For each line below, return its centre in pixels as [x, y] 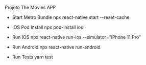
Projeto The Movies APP [30, 7]
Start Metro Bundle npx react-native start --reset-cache [71, 17]
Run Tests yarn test [32, 57]
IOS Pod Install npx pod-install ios [48, 27]
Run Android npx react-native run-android [56, 47]
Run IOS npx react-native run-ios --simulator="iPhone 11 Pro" [77, 37]
